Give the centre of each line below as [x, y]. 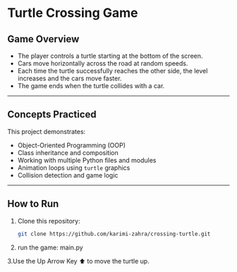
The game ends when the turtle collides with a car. [91, 86]
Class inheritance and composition [68, 152]
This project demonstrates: [47, 131]
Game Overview [43, 39]
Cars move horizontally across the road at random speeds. [103, 63]
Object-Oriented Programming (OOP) [71, 145]
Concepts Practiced [52, 115]
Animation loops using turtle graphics [74, 168]
